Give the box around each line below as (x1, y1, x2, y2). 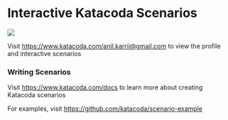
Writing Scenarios (7, 67, 71, 77)
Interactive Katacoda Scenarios (7, 5, 197, 21)
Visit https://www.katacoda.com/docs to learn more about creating (7, 83, 203, 92)
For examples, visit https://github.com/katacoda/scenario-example (7, 104, 202, 113)
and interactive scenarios (7, 49, 82, 58)
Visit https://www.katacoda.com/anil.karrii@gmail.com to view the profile (7, 41, 222, 50)
